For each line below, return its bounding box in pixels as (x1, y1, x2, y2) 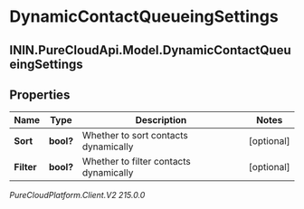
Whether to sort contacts (81, 129, 188, 142)
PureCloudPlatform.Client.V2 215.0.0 (9, 190, 146, 201)
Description (135, 114, 187, 127)
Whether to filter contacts (81, 156, 192, 168)
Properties (9, 87, 71, 102)
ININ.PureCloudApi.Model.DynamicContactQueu (9, 43, 291, 58)
